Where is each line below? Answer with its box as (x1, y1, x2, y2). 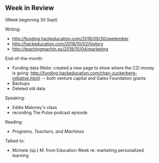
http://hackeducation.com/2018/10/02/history (12, 41, 104, 47)
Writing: (5, 26, 21, 32)
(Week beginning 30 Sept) (5, 17, 58, 22)
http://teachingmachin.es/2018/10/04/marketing (12, 46, 108, 52)
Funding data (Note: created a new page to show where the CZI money (12, 65, 155, 71)
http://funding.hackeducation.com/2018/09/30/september (12, 36, 129, 41)
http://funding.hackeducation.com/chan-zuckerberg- (30, 70, 137, 76)
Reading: (5, 119, 23, 125)
